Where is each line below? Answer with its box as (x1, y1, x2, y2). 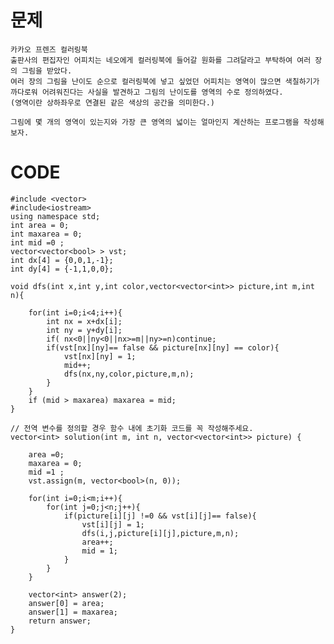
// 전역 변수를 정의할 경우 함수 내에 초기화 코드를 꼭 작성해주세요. (10, 423, 254, 433)
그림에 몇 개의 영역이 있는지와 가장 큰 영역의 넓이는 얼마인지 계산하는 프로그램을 (10, 117, 300, 127)
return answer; (28, 616, 92, 626)
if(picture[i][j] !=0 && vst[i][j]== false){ (63, 511, 257, 521)
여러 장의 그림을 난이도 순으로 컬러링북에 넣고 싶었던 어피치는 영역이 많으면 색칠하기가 (10, 76, 320, 86)
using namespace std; (10, 211, 101, 221)
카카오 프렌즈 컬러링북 (10, 44, 88, 55)
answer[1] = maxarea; (28, 607, 118, 617)
